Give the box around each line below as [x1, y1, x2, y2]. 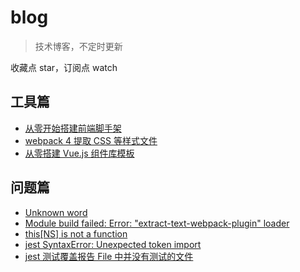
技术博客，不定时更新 [34, 40, 123, 52]
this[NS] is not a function [24, 227, 128, 240]
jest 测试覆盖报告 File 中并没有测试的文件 [24, 250, 194, 262]
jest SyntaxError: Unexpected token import [24, 238, 202, 250]
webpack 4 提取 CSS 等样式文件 [24, 134, 158, 146]
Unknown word [24, 206, 88, 218]
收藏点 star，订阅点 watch [10, 61, 118, 73]
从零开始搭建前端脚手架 [24, 122, 122, 134]
